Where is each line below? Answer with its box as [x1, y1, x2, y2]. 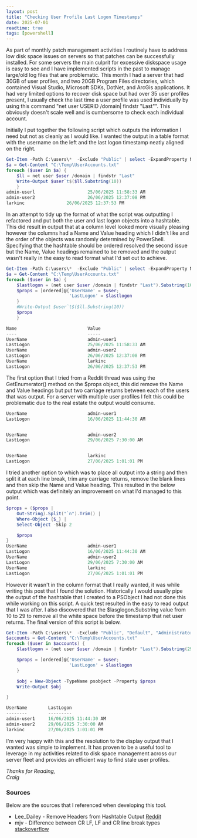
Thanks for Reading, [6, 767, 56, 775]
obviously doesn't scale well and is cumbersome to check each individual [6, 109, 184, 116]
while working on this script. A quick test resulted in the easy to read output [6, 600, 189, 607]
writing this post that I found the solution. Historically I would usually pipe [6, 587, 183, 594]
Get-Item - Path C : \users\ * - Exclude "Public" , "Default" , [6, 630, 154, 636]
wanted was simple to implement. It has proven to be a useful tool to [6, 744, 171, 751]
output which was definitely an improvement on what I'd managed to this [6, 488, 182, 495]
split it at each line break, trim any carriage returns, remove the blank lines [6, 475, 186, 482]
